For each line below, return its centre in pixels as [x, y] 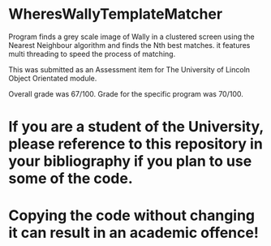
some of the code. [71, 179]
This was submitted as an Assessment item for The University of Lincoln [129, 69]
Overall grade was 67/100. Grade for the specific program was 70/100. [126, 93]
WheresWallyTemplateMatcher [116, 14]
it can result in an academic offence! [134, 233]
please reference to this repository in [136, 144]
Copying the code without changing [132, 216]
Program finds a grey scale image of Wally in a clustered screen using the [131, 37]
